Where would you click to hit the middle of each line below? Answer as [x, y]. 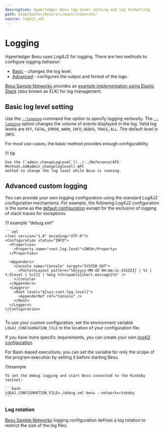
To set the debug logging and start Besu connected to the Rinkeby [75, 376]
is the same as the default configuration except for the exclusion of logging [81, 208]
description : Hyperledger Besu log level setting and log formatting [78, 10]
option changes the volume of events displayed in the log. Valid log [89, 124]
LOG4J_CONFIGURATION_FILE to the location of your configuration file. [73, 327]
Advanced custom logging [46, 186]
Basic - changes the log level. [42, 71]
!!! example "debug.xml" [29, 223]
